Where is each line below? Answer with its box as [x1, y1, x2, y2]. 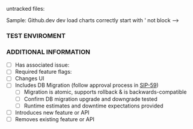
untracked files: [6, 5, 45, 12]
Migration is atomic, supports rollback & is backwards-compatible [23, 88, 187, 95]
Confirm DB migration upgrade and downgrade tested [23, 95, 158, 103]
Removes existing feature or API [14, 115, 95, 122]
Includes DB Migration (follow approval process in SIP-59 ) [14, 82, 159, 89]
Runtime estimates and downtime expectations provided [23, 102, 164, 109]
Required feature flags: [14, 68, 72, 76]
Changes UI [14, 75, 44, 82]
